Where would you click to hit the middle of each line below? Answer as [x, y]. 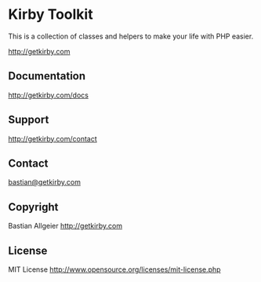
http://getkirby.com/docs [48, 95]
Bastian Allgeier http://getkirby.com [65, 226]
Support [29, 120]
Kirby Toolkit [51, 15]
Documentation [47, 76]
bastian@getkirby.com [44, 182]
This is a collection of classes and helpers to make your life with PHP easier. [131, 36]
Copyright [33, 207]
